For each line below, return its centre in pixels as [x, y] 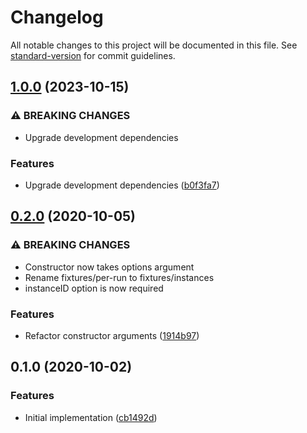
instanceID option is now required [94, 288]
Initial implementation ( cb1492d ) [91, 417]
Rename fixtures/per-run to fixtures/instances [119, 277]
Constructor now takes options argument [109, 267]
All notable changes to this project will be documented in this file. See [154, 45]
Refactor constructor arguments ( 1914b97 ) [112, 335]
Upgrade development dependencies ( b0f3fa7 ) [122, 185]
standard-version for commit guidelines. [93, 55]
